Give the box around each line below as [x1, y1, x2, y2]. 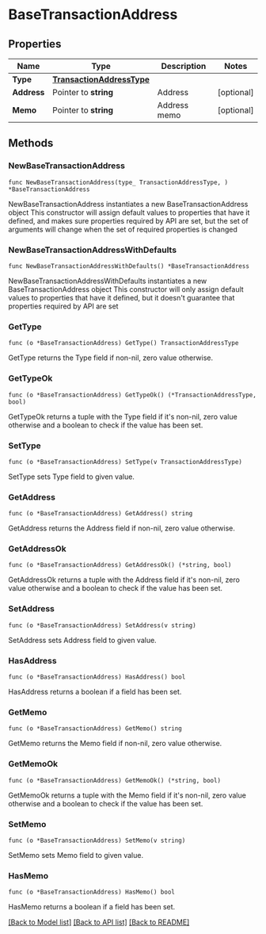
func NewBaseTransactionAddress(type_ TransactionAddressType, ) [8, 178, 228, 186]
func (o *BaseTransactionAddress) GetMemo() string [8, 725, 182, 733]
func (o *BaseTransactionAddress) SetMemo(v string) [8, 836, 186, 844]
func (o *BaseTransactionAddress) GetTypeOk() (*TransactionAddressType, [8, 391, 257, 399]
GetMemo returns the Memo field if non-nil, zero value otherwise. [8, 739, 222, 748]
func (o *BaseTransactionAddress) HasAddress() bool [8, 673, 186, 681]
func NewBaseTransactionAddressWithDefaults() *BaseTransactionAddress [8, 262, 249, 270]
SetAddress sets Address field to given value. [8, 635, 157, 645]
